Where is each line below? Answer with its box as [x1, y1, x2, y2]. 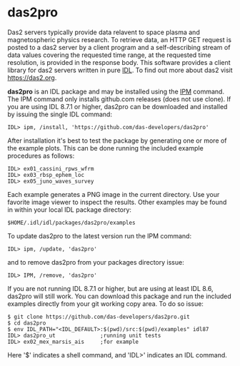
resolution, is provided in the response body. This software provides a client [7, 58, 231, 66]
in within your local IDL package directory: [7, 205, 132, 214]
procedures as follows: [7, 151, 75, 160]
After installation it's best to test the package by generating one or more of [7, 136, 227, 145]
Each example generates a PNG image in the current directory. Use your [7, 190, 220, 198]
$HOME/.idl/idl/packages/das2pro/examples [7, 219, 136, 226]
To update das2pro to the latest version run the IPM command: [7, 231, 191, 240]
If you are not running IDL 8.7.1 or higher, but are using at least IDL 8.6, [7, 284, 214, 293]
